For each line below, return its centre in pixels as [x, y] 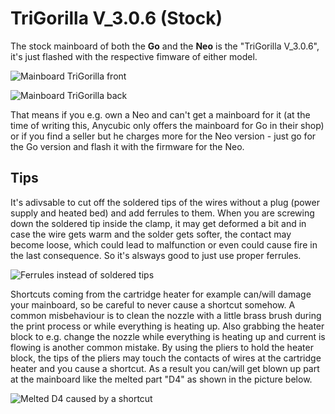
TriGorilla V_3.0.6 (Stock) [116, 18]
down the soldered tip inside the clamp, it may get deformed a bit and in [158, 223]
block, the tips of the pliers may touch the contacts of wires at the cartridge [166, 358]
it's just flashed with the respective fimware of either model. [134, 56]
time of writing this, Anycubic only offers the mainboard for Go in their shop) [167, 125]
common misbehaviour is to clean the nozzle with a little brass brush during [166, 315]
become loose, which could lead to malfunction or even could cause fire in [164, 244]
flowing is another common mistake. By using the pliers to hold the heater [162, 347]
